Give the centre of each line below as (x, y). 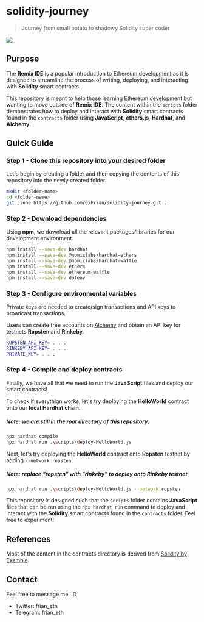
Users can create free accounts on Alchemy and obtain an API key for (93, 325)
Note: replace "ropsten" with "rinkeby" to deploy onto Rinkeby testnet (97, 474)
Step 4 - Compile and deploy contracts (64, 370)
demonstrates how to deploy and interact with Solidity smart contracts (95, 111)
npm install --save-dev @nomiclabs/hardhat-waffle (72, 261)
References (29, 539)
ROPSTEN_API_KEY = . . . (36, 343)
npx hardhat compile (32, 436)
